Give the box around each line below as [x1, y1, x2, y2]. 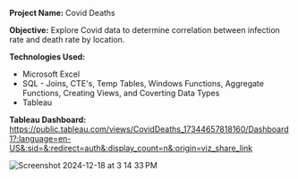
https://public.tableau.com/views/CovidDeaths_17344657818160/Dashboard [9, 124, 289, 134]
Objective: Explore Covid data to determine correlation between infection [9, 25, 280, 35]
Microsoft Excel [21, 69, 81, 79]
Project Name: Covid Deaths [9, 8, 115, 18]
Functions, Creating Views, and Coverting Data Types [21, 88, 220, 98]
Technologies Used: [9, 52, 86, 61]
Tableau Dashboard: [9, 115, 87, 125]
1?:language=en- [9, 134, 72, 143]
